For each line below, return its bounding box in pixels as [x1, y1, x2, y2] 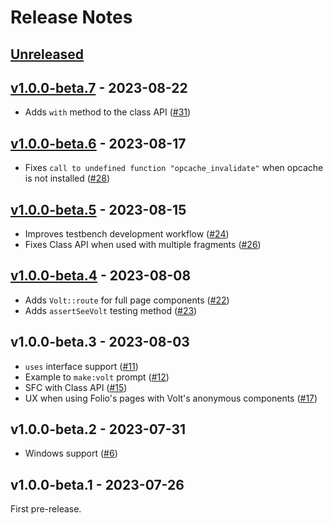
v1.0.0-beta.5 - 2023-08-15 [10, 201, 187, 218]
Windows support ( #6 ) [24, 447, 118, 460]
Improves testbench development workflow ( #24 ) [24, 228, 230, 240]
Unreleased [10, 46, 85, 63]
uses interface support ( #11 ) [24, 360, 139, 372]
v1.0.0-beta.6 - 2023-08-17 [10, 135, 187, 152]
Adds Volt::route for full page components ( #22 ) [24, 294, 230, 306]
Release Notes [10, 6, 133, 29]
